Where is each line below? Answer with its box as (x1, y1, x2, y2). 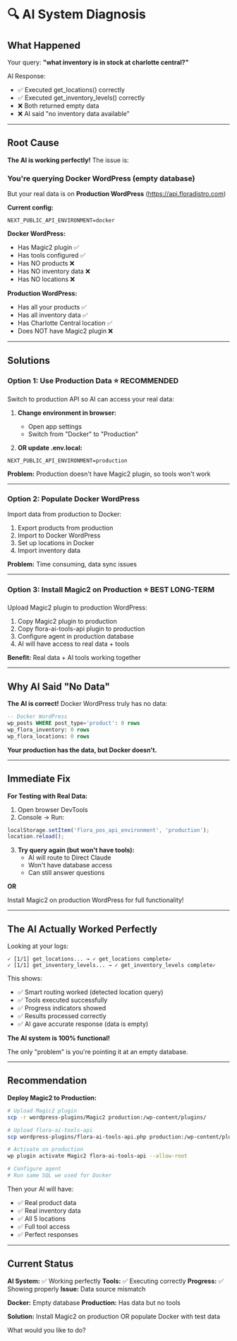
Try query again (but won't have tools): (17, 846, 135, 855)
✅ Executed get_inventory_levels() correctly (17, 93, 145, 102)
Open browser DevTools (17, 805, 88, 814)
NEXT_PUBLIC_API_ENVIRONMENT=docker (7, 217, 115, 224)
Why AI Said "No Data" (7, 680, 111, 692)
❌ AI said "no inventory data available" (17, 110, 130, 118)
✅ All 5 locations (17, 1214, 66, 1223)
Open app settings (28, 422, 83, 430)
